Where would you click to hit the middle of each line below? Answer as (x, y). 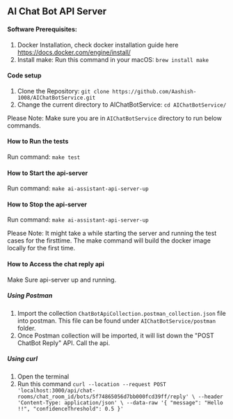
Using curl (23, 359)
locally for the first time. (41, 248)
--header (211, 397)
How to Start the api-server (48, 173)
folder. (26, 328)
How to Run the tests (38, 142)
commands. (24, 125)
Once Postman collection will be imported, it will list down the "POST (115, 335)
